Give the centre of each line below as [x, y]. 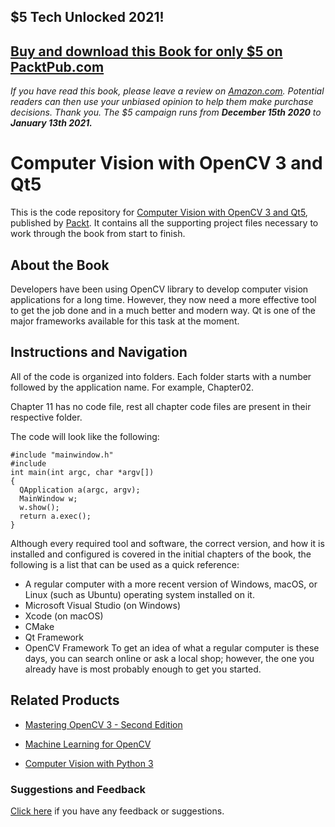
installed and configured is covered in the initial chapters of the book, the [161, 554]
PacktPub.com [57, 66]
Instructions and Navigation [99, 352]
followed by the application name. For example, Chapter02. [132, 387]
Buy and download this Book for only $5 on [146, 51]
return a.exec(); [55, 516]
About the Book [60, 265]
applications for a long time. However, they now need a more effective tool [163, 299]
